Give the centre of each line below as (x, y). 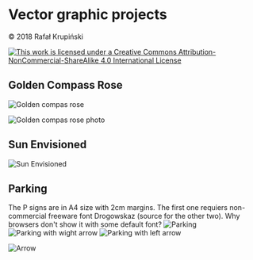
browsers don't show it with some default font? (85, 224)
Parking (28, 188)
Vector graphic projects (88, 15)
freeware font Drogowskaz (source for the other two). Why (144, 216)
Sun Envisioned (48, 145)
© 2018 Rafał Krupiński (46, 36)
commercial (27, 216)
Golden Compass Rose (65, 85)
